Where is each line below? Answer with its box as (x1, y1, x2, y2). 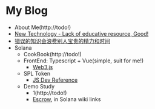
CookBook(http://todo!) (23, 50, 82, 58)
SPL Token (23, 70, 51, 77)
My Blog (5, 4, 48, 18)
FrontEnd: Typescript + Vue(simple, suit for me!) (23, 57, 144, 64)
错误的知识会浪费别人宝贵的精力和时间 (14, 37, 110, 44)
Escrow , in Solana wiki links (32, 95, 101, 103)
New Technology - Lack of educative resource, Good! (14, 30, 149, 37)
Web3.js (32, 63, 53, 70)
